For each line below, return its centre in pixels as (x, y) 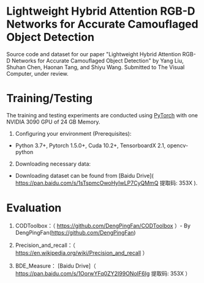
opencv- (178, 145)
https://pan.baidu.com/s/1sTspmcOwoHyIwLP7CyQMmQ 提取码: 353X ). (106, 183)
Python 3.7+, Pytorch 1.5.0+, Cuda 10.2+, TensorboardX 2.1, (90, 145)
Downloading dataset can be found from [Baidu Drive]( (85, 175)
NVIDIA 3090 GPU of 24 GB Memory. (53, 122)
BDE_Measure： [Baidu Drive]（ (55, 266)
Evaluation (34, 208)
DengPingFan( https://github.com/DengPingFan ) (75, 232)
